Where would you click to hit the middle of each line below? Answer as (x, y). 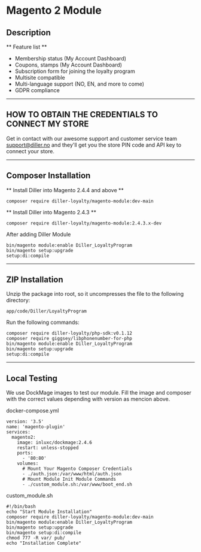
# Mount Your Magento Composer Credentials (77, 469)
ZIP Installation (35, 280)
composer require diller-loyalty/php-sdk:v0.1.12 (69, 333)
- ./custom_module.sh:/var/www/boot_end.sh (77, 485)
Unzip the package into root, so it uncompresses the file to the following (95, 294)
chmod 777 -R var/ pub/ (36, 538)
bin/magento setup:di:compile (44, 533)
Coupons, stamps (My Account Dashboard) (68, 65)
